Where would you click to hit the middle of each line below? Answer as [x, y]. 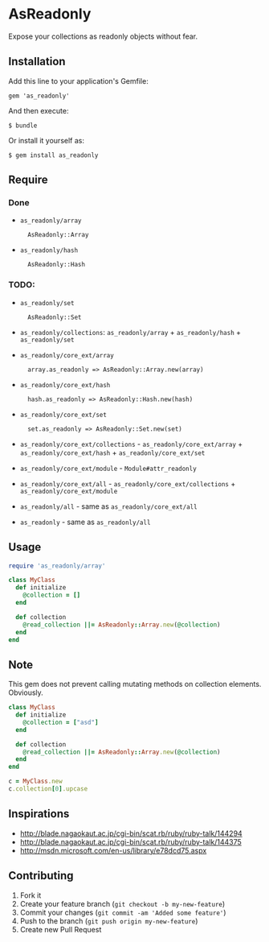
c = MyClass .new [35, 782]
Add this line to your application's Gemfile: [78, 81]
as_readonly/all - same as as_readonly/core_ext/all [109, 506]
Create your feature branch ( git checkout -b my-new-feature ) [122, 903]
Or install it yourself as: [46, 140]
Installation [37, 62]
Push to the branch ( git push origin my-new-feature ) [109, 921]
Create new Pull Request [61, 929]
